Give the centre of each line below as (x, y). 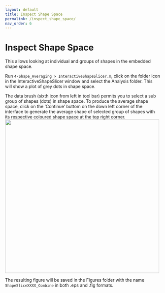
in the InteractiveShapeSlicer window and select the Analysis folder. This (79, 81)
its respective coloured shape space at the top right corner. (65, 117)
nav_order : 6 (18, 23)
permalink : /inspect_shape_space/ (41, 19)
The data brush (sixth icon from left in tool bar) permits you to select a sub (81, 96)
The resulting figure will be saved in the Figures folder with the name (75, 280)
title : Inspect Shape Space (34, 14)
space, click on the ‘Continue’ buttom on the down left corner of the (74, 107)
